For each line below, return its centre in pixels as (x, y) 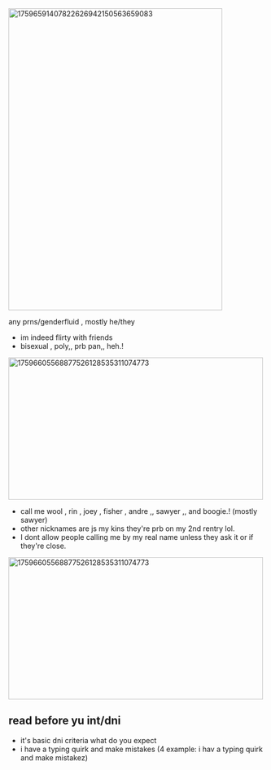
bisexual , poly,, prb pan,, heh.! (72, 346)
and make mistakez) (54, 757)
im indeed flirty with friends (66, 337)
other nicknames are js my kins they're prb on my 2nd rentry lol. (127, 529)
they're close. (43, 546)
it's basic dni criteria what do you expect (88, 740)
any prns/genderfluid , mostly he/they (72, 322)
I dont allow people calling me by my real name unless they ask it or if (137, 537)
